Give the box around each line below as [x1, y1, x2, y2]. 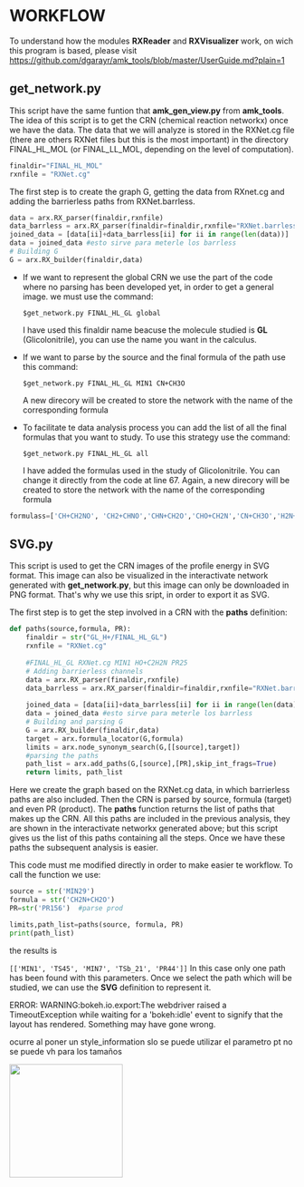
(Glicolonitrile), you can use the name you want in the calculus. [22, 334, 258, 345]
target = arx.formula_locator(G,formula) [25, 734, 184, 744]
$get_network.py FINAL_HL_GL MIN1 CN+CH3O [22, 378, 185, 388]
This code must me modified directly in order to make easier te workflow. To [9, 860, 294, 871]
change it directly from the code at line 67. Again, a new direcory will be [22, 474, 290, 485]
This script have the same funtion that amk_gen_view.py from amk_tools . [9, 105, 285, 116]
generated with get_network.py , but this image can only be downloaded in [9, 579, 290, 590]
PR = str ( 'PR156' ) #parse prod [9, 903, 124, 912]
